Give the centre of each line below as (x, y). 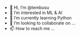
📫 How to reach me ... (32, 28)
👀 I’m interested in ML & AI (36, 13)
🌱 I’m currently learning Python (40, 18)
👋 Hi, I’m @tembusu (29, 8)
